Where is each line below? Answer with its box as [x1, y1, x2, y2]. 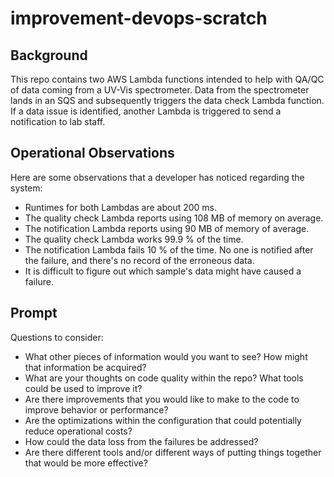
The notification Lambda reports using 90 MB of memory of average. [24, 222, 310, 234]
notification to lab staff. [10, 116, 106, 127]
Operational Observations [10, 145, 175, 162]
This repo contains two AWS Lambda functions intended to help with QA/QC [10, 73, 325, 85]
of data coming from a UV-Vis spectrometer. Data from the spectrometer [10, 84, 310, 96]
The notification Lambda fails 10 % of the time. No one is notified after [24, 243, 314, 256]
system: [10, 182, 43, 194]
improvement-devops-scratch [10, 7, 268, 30]
